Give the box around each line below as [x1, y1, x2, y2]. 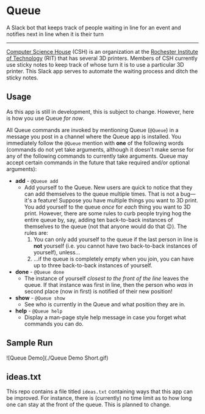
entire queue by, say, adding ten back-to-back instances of [24, 216, 173, 223]
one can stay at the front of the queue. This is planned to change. [6, 401, 171, 408]
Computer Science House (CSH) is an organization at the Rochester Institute [6, 48, 198, 55]
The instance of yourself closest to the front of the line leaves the [24, 275, 189, 282]
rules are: [24, 229, 49, 236]
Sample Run [6, 338, 53, 349]
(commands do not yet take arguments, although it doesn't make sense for [6, 146, 194, 153]
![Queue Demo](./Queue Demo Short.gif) [6, 354, 109, 361]
